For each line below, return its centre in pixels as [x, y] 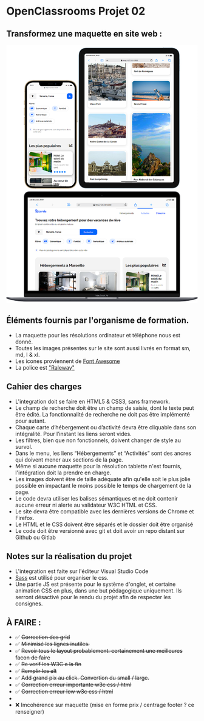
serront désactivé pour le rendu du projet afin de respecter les [93, 597]
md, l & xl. [27, 354]
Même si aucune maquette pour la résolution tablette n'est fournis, [98, 466]
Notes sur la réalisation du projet [69, 556]
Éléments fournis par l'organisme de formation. [98, 321]
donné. [24, 342]
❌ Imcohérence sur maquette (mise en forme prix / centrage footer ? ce [104, 705]
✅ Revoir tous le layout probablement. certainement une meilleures [99, 651]
